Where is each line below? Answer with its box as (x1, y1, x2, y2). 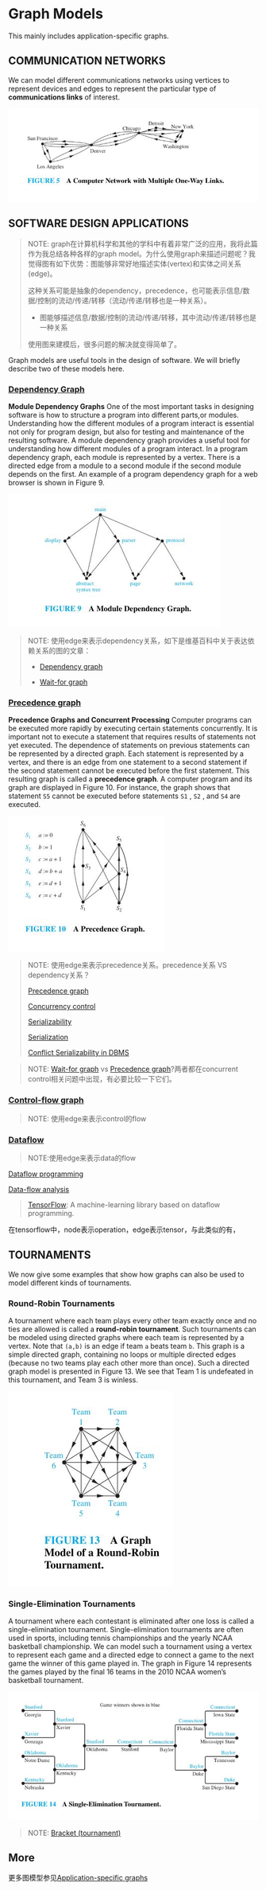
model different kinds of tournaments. (8, 1278, 133, 1288)
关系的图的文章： (34, 646, 91, 655)
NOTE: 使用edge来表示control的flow (27, 1113, 147, 1123)
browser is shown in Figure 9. (8, 478, 105, 487)
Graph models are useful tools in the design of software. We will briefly (8, 355, 241, 364)
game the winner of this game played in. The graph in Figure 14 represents (8, 1658, 253, 1668)
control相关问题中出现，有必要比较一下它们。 (27, 1074, 176, 1084)
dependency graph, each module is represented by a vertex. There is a (8, 453, 241, 462)
